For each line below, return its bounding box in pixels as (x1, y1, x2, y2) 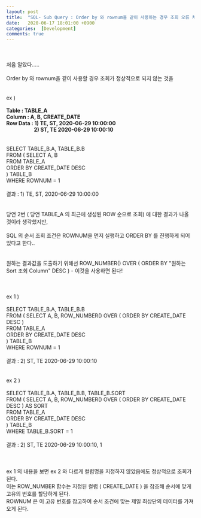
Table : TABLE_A (6, 107, 48, 114)
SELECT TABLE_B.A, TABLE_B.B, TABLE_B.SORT (6, 390, 126, 397)
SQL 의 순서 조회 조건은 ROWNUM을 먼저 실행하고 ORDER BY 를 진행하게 (6, 232, 179, 240)
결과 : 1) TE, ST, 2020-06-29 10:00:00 (6, 190, 99, 198)
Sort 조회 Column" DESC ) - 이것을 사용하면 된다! (6, 267, 123, 274)
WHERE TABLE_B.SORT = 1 (6, 428, 73, 435)
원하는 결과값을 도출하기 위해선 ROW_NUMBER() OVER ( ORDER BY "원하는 (6, 260, 187, 267)
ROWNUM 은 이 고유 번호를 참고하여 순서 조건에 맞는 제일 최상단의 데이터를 (6, 498, 183, 505)
